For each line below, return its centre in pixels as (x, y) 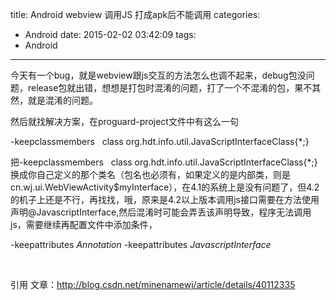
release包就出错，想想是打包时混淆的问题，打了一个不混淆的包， (161, 87)
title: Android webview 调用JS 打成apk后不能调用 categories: (135, 14)
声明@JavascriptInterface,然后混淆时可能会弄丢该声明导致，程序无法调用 (161, 212)
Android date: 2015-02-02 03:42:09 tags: (110, 34)
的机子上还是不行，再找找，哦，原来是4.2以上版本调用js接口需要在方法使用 (165, 199)
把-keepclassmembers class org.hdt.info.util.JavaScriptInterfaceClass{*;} (164, 162)
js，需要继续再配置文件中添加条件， (84, 224)
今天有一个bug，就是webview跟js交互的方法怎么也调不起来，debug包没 (158, 75)
